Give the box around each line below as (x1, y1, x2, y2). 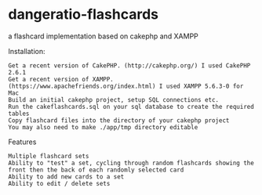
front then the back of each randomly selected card (8, 166, 184, 174)
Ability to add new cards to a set (8, 172, 125, 181)
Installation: (8, 46, 45, 56)
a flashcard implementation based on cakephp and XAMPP (8, 31, 198, 41)
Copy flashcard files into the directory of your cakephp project (8, 116, 230, 125)
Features (8, 137, 37, 146)
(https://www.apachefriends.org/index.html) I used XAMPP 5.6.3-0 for (8, 82, 244, 90)
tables (8, 110, 30, 117)
